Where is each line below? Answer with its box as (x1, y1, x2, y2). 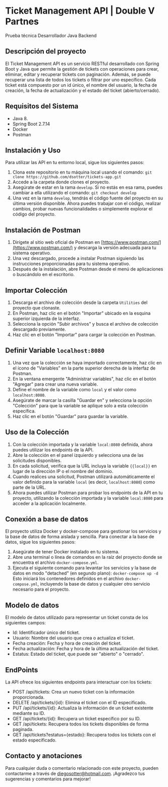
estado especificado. (12, 737, 57, 743)
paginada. (12, 726, 34, 732)
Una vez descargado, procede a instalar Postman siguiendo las (12, 255, 144, 261)
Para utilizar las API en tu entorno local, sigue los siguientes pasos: (5, 160, 145, 166)
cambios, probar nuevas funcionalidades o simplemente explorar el (12, 206, 153, 212)
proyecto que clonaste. (12, 305, 61, 310)
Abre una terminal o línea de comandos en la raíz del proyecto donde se (12, 554, 162, 560)
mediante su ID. (12, 710, 45, 716)
